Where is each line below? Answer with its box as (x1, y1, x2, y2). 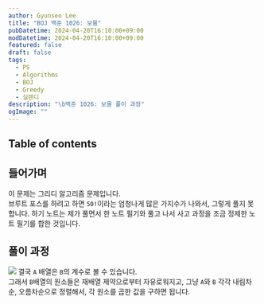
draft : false (8, 49, 52, 57)
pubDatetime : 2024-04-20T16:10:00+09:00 (8, 26, 145, 34)
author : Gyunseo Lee (8, 11, 77, 20)
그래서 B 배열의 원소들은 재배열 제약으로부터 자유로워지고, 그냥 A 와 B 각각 (8, 277, 231, 286)
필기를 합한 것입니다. (16, 219, 81, 228)
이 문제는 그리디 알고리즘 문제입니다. (8, 189, 121, 199)
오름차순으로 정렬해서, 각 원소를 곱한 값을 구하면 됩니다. (18, 287, 191, 297)
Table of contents (8, 137, 97, 151)
